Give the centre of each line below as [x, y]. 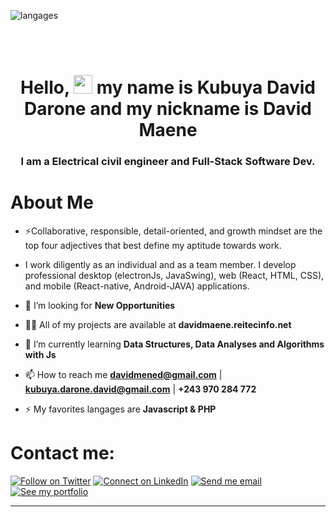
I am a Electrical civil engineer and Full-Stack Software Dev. [168, 162]
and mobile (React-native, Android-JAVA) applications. [137, 286]
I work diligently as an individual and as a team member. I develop [160, 265]
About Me [52, 202]
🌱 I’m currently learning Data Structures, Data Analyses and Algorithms [174, 344]
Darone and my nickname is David [168, 109]
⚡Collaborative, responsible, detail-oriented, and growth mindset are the [173, 231]
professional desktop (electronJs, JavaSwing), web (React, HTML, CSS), [174, 276]
